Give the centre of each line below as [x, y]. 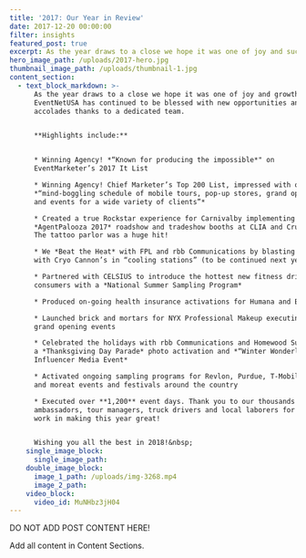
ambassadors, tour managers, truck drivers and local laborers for [164, 410]
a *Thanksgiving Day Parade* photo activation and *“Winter [150, 352]
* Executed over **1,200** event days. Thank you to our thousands [164, 401]
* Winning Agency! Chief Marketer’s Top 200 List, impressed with [162, 185]
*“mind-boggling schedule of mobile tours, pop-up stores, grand [160, 193]
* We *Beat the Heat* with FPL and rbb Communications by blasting [164, 252]
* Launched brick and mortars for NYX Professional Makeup [148, 318]
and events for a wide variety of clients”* [119, 201]
